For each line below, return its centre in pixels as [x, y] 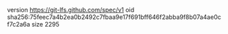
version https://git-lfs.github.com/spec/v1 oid [71, 10]
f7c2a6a [19, 24]
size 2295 [46, 24]
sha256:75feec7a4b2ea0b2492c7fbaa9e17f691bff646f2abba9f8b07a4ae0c [114, 17]
